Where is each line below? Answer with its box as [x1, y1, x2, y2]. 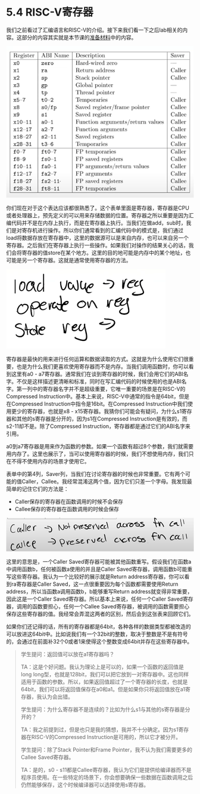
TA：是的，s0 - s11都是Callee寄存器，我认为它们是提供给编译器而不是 [20, 767, 192, 774]
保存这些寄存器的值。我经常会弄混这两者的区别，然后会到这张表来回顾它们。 [6, 610, 194, 618]
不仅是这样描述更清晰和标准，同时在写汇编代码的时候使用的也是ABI [16, 377, 182, 385]
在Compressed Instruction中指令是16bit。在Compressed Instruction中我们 [6, 400, 188, 407]
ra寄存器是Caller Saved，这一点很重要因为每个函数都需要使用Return [11, 580, 179, 588]
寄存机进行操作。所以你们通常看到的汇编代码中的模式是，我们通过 [21, 226, 183, 233]
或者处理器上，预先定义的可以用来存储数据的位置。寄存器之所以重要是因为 [6, 211, 189, 218]
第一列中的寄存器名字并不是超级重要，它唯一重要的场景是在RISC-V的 [16, 385, 186, 392]
